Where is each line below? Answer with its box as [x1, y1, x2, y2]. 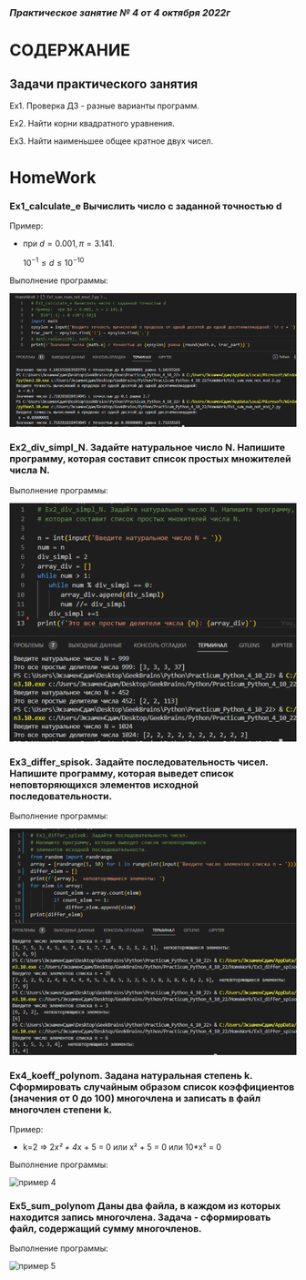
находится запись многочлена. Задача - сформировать [9, 1211, 271, 1224]
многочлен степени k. [9, 1103, 113, 1116]
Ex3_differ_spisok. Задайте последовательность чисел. [9, 756, 269, 768]
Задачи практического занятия [9, 76, 199, 92]
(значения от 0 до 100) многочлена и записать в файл [9, 1092, 261, 1104]
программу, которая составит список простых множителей [9, 452, 291, 465]
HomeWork [9, 168, 97, 188]
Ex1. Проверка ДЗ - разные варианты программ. [9, 100, 199, 111]
